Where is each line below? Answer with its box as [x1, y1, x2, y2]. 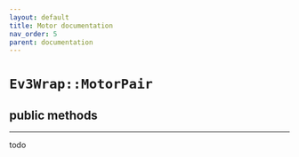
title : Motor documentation [9, 21, 114, 30]
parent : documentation [9, 37, 93, 47]
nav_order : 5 [9, 29, 58, 38]
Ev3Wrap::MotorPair [9, 76, 153, 93]
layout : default [9, 12, 69, 22]
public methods [9, 107, 98, 122]
